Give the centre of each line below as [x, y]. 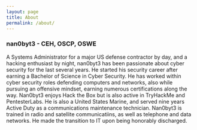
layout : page [22, 12]
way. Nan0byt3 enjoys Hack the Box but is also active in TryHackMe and [96, 95]
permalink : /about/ [31, 23]
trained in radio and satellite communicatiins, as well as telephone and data [99, 114]
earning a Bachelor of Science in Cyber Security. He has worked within [94, 76]
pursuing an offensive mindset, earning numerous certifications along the [97, 89]
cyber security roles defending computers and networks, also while [90, 82]
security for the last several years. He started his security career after [92, 69]
